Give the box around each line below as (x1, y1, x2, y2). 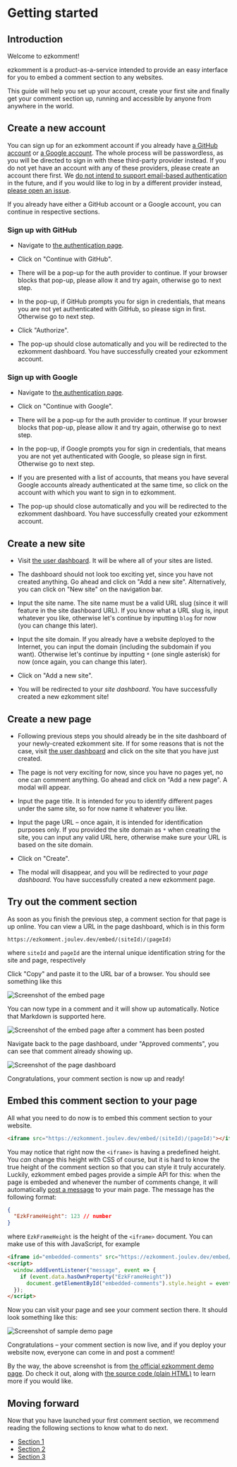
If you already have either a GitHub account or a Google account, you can (7, 199, 221, 208)
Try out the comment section (7, 896, 138, 908)
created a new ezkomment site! (17, 692, 109, 701)
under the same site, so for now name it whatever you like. (17, 804, 188, 813)
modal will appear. (17, 783, 71, 792)
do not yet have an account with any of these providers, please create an (7, 163, 220, 172)
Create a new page (7, 713, 92, 725)
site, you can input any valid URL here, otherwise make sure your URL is (17, 833, 227, 842)
